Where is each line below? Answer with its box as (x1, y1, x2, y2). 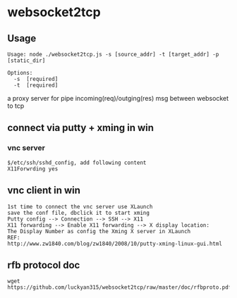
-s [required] (13, 75, 59, 82)
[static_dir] (7, 57, 46, 64)
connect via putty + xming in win (7, 122, 154, 134)
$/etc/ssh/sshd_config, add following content (7, 159, 147, 166)
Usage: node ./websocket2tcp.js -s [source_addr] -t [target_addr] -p (7, 51, 219, 58)
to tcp (7, 101, 25, 110)
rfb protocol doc (7, 259, 80, 271)
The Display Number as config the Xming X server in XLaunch (7, 228, 191, 235)
